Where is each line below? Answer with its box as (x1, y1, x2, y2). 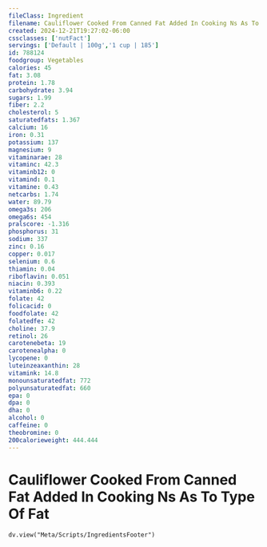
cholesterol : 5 (8, 109, 59, 117)
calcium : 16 (8, 123, 48, 131)
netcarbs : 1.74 (8, 190, 59, 199)
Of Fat (8, 505, 50, 523)
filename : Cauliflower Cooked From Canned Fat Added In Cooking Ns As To (8, 19, 260, 27)
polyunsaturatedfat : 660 (8, 384, 91, 392)
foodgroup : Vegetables (8, 57, 84, 65)
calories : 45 (8, 64, 52, 72)
